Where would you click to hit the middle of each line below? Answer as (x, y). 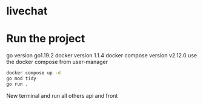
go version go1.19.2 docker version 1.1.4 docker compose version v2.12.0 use (102, 56)
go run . (17, 84)
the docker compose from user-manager (57, 62)
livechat (27, 11)
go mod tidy (21, 78)
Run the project (46, 39)
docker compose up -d (34, 73)
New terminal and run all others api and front (62, 95)
